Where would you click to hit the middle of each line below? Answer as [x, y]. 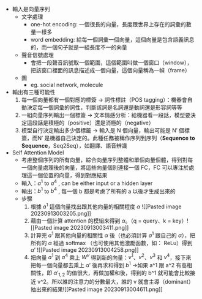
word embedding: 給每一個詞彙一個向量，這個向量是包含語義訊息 [112, 40]
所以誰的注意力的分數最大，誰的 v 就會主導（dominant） [123, 281]
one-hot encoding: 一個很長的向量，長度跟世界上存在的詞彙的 [108, 24]
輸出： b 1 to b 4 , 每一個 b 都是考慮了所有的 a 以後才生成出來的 [98, 191]
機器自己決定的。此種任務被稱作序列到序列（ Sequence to [122, 138]
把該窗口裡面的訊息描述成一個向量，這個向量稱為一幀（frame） [110, 70]
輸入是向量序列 [31, 9]
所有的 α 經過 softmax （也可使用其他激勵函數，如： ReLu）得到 [111, 243]
